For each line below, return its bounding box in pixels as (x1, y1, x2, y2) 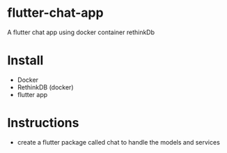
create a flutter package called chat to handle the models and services (17, 138, 221, 146)
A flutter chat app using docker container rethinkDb (7, 28, 155, 36)
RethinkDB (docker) (17, 82, 74, 92)
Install (7, 52, 44, 68)
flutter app (17, 90, 48, 99)
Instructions (7, 115, 79, 131)
